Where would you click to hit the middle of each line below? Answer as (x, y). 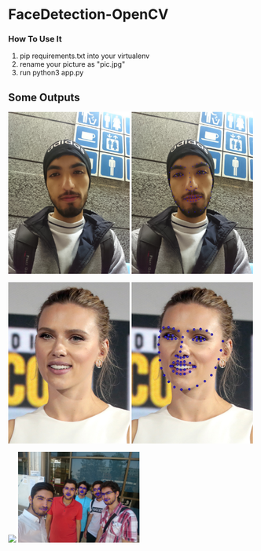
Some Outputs (44, 97)
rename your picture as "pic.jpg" (72, 64)
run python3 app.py (51, 73)
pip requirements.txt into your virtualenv (85, 56)
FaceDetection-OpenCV (88, 15)
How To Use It (35, 39)
